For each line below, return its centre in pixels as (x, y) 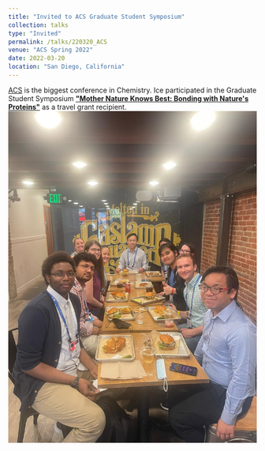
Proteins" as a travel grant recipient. (67, 107)
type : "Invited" (35, 33)
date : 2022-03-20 (37, 58)
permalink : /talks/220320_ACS (58, 42)
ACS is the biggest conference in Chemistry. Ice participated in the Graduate (132, 90)
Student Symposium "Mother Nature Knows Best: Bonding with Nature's (129, 98)
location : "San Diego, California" (67, 67)
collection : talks (38, 25)
